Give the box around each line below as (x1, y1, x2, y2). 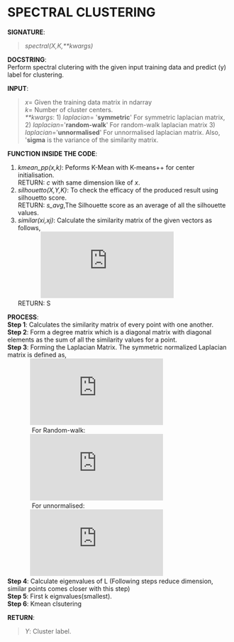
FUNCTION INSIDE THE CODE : (7, 149, 98, 158)
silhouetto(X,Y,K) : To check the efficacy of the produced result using (17, 185, 218, 194)
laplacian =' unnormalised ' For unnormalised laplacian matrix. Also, (24, 128, 221, 136)
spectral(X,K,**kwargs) (24, 41, 94, 50)
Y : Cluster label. (24, 626, 72, 636)
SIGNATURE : (7, 28, 45, 36)
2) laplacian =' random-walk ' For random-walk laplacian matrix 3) (24, 120, 216, 129)
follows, (17, 223, 41, 232)
